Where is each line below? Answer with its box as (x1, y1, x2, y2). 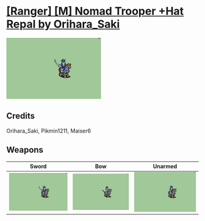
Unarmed (153, 163, 178, 170)
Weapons (6, 145, 44, 155)
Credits (6, 111, 35, 121)
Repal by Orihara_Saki (6, 17, 120, 31)
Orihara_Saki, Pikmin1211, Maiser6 (6, 127, 92, 134)
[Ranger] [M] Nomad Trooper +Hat (6, 4, 184, 18)
